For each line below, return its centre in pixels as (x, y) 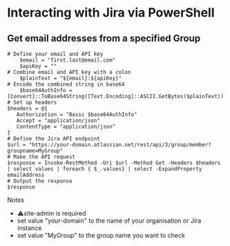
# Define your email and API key (55, 54)
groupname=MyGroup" (35, 151)
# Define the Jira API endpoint (54, 139)
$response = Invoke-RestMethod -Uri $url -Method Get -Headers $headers (114, 163)
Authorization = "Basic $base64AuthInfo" (77, 115)
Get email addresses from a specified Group (104, 38)
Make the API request (45, 157)
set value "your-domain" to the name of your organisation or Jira (109, 220)
